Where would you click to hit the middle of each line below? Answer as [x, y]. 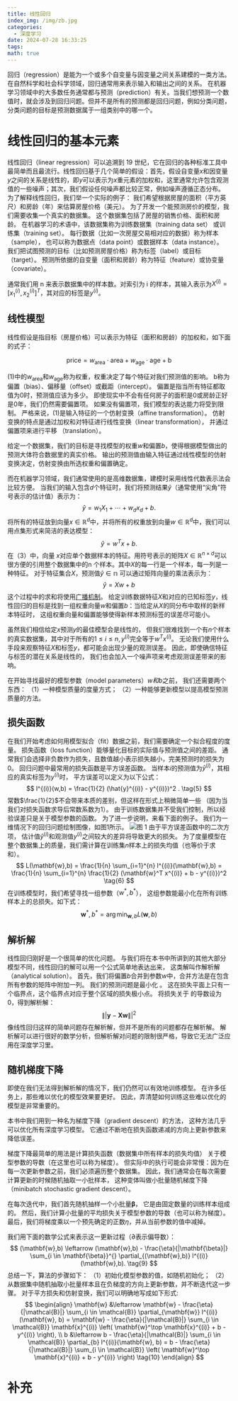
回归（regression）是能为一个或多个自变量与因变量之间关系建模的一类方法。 [119, 74]
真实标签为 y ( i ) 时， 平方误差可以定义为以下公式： [90, 776]
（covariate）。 [29, 268]
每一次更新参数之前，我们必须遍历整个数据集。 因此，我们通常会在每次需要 [117, 1171]
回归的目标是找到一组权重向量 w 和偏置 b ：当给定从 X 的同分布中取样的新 [116, 606]
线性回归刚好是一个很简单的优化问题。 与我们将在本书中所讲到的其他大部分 [117, 958]
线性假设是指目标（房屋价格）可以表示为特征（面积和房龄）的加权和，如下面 [119, 337]
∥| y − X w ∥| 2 [119, 1015]
